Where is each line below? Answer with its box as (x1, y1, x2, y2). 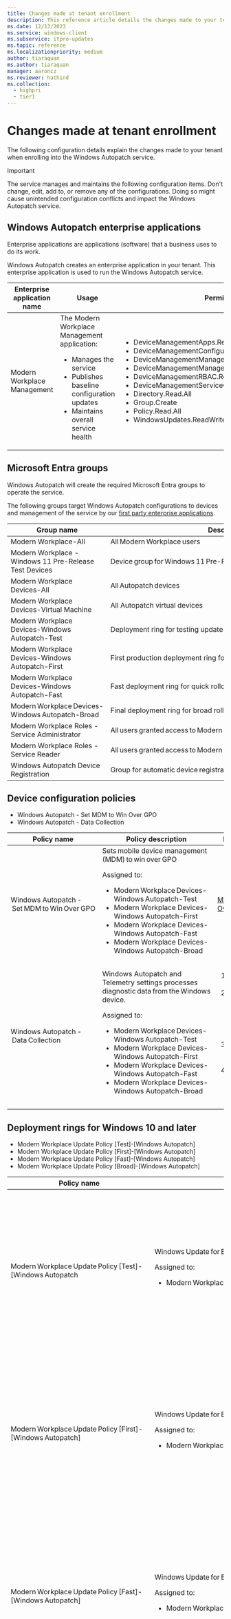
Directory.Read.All (133, 389, 192, 398)
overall (71, 415, 94, 424)
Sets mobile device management (102, 846, 208, 856)
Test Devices (10, 565, 53, 575)
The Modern (60, 313, 100, 322)
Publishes (71, 371, 104, 381)
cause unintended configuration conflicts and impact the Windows (7, 194, 196, 203)
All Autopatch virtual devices (110, 600, 203, 610)
